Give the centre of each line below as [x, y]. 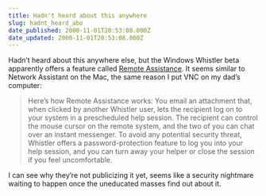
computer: [25, 86]
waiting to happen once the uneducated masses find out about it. [115, 184]
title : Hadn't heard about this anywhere [78, 15]
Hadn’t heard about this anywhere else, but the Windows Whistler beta [124, 60]
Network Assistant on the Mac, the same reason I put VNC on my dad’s [124, 77]
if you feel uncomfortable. [70, 160]
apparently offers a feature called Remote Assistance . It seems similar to [127, 69]
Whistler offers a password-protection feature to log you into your [135, 143]
